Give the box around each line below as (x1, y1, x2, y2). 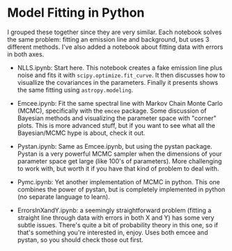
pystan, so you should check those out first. (17, 235, 144, 244)
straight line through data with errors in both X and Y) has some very (17, 213, 215, 222)
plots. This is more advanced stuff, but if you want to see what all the (17, 121, 216, 129)
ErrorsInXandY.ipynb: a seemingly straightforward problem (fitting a (17, 206, 212, 214)
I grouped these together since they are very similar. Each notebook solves (7, 28, 222, 36)
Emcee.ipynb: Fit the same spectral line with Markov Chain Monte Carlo (17, 99, 223, 107)
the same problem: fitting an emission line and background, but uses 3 (7, 35, 210, 43)
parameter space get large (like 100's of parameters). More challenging (17, 156, 222, 165)
